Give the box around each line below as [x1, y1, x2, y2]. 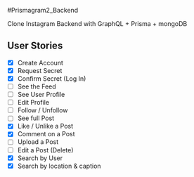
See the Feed [17, 82, 56, 91]
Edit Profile [17, 98, 50, 107]
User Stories [7, 40, 63, 52]
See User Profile [17, 91, 65, 99]
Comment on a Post [17, 130, 75, 138]
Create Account [17, 58, 63, 67]
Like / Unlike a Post [17, 122, 74, 131]
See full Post [17, 114, 55, 122]
